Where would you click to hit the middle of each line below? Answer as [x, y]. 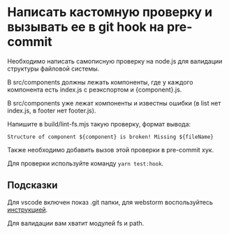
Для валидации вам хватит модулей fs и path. [76, 223]
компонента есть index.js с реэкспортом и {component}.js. [95, 89]
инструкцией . [28, 210]
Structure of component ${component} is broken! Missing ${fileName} [111, 137]
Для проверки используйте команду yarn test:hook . [86, 163]
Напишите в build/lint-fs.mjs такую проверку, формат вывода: [99, 124]
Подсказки [32, 185]
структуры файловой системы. [53, 68]
